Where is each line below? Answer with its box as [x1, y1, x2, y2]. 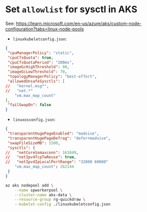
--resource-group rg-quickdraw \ [14, 197, 86, 202]
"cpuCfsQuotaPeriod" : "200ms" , [7, 60, 74, 65]
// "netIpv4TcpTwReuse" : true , [5, 154, 77, 160]
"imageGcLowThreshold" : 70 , [7, 69, 67, 74]
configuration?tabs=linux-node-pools [5, 25, 84, 32]
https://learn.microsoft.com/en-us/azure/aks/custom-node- [16, 20, 142, 26]
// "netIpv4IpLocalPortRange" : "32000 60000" [5, 160, 109, 165]
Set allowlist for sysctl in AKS [5, 4, 138, 15]
